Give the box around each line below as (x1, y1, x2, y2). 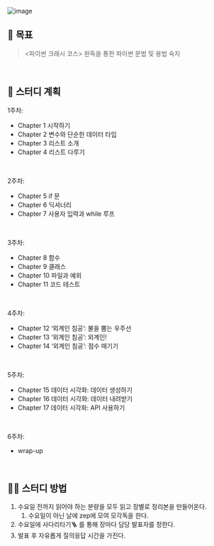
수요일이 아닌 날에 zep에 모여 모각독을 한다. (28, 511, 149, 520)
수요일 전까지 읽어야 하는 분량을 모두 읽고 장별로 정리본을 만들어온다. (17, 503, 207, 511)
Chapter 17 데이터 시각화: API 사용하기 (17, 403, 125, 412)
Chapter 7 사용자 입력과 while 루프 (17, 209, 115, 218)
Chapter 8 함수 (17, 253, 60, 262)
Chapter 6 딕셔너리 (17, 200, 72, 209)
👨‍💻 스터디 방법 (7, 483, 67, 495)
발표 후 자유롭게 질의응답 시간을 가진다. (17, 531, 126, 540)
